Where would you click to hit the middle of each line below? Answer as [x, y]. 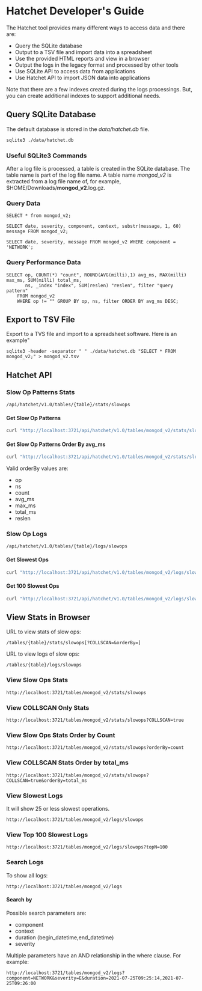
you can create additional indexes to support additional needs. [84, 96]
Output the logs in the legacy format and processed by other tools [96, 65]
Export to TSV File [41, 319]
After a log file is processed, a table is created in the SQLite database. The [98, 168]
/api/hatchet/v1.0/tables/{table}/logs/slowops [67, 546]
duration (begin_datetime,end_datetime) [64, 937]
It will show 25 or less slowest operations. [58, 808]
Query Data [23, 203]
